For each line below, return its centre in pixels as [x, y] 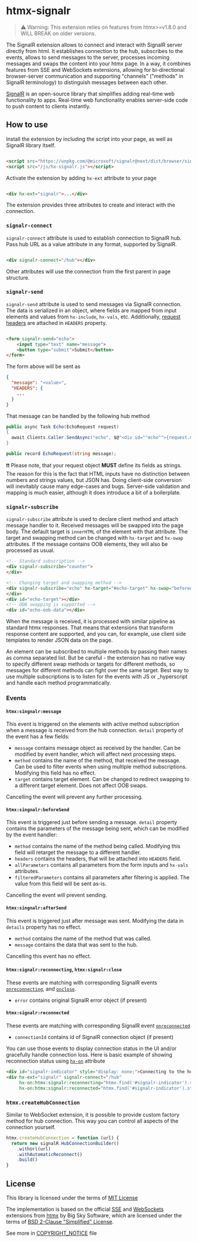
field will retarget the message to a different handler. [78, 852]
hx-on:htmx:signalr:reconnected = [60, 1088]
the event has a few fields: [38, 736]
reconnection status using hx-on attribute [56, 1061]
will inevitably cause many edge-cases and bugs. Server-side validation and [98, 486]
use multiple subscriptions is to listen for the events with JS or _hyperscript [97, 677]
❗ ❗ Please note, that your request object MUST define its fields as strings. [94, 465]
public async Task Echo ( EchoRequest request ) [62, 427]
